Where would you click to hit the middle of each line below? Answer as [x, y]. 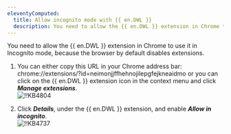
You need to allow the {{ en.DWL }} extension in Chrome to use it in [102, 46]
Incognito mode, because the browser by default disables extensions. [106, 53]
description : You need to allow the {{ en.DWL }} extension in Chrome [117, 26]
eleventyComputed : [33, 13]
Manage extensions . [47, 88]
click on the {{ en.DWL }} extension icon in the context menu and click [117, 81]
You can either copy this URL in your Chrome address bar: [99, 67]
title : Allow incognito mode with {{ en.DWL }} [83, 20]
